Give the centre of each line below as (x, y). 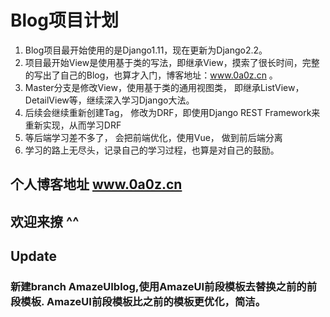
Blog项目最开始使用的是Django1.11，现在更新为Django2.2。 (146, 50)
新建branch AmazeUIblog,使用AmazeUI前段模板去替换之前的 (158, 287)
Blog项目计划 (64, 20)
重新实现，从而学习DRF (73, 125)
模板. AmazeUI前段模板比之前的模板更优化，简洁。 (143, 302)
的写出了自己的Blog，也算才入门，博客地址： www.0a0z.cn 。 (151, 75)
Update (34, 256)
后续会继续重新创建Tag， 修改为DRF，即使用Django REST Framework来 (172, 112)
